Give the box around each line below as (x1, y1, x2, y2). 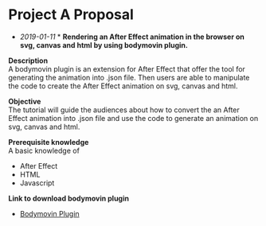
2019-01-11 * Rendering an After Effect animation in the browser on (19, 32, 244, 41)
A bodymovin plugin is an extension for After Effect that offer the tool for (8, 64, 245, 73)
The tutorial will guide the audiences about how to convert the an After (8, 105, 241, 115)
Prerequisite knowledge (8, 137, 89, 146)
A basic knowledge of (8, 146, 80, 155)
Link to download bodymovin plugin (8, 193, 130, 203)
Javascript (19, 177, 55, 188)
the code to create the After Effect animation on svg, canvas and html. (8, 81, 238, 91)
